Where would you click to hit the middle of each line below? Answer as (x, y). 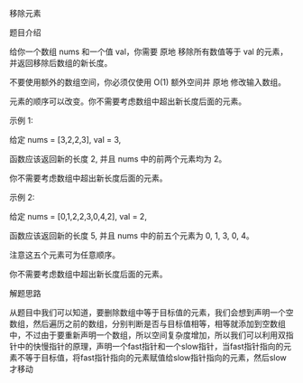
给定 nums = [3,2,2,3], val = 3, (65, 140)
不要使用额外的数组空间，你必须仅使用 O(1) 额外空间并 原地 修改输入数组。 (148, 82)
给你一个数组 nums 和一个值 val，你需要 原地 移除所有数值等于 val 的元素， (149, 51)
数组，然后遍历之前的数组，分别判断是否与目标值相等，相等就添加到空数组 (147, 324)
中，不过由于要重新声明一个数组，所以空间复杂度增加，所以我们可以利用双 (147, 335)
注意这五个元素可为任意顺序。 (64, 255)
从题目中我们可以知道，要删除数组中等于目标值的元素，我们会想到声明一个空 (151, 313)
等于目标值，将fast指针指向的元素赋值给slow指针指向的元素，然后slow (156, 358)
